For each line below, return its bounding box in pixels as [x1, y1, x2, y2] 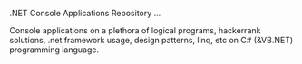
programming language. [9, 44, 100, 55]
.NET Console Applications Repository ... [9, 8, 161, 18]
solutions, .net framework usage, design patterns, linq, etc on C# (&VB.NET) [9, 35, 294, 45]
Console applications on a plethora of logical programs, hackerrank [9, 25, 261, 35]
